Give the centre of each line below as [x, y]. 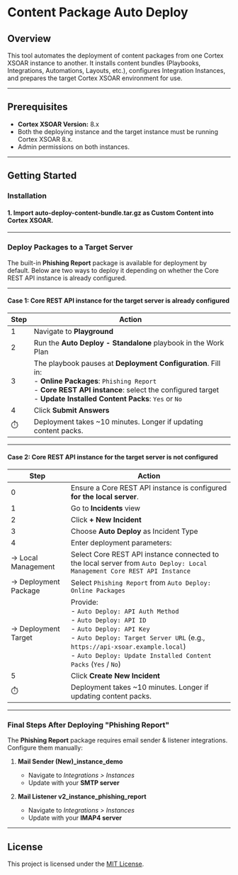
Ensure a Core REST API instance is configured [149, 488]
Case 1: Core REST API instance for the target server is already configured [119, 301]
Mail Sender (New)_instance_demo [70, 762]
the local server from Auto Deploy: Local [139, 563]
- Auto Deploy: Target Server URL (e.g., [138, 637]
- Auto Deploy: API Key [110, 629]
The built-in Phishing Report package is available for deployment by [107, 262]
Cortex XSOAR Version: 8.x [58, 124]
